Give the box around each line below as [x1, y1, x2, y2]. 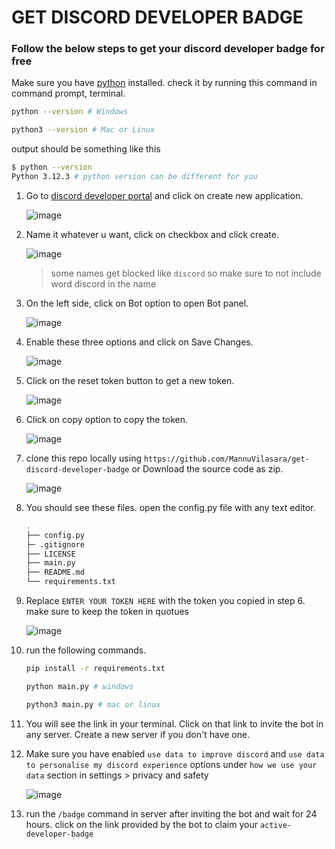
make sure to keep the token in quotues [25, 606, 189, 618]
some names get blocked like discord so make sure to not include [50, 267, 322, 279]
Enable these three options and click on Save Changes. [25, 336, 254, 348]
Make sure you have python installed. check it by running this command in [11, 77, 318, 89]
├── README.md [25, 567, 85, 578]
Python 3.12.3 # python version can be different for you [11, 172, 258, 182]
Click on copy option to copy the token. [25, 413, 188, 425]
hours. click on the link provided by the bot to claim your [25, 818, 258, 830]
